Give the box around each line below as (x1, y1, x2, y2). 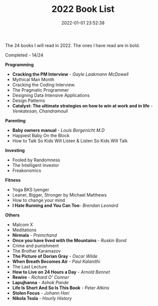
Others (5, 212, 20, 218)
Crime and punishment (12, 243, 59, 249)
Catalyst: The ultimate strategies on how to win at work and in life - (12, 102, 153, 108)
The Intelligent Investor (12, 162, 59, 168)
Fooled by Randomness (12, 157, 60, 163)
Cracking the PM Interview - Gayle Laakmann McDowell (12, 71, 129, 77)
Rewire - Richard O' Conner (12, 274, 69, 280)
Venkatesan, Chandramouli (12, 108, 68, 114)
